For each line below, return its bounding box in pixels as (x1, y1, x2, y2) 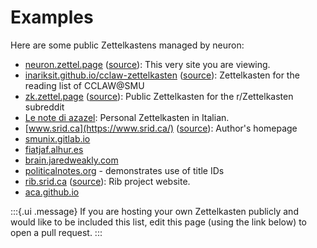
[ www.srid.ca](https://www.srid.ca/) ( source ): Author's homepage (24, 122, 298, 134)
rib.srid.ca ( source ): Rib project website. (24, 175, 191, 187)
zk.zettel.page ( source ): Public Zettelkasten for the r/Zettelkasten (24, 90, 294, 102)
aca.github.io (24, 186, 80, 198)
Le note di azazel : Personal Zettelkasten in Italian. (24, 111, 230, 123)
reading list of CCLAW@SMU (24, 79, 145, 91)
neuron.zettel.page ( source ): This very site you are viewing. (24, 58, 271, 70)
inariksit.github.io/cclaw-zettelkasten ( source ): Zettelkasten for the (24, 69, 300, 81)
